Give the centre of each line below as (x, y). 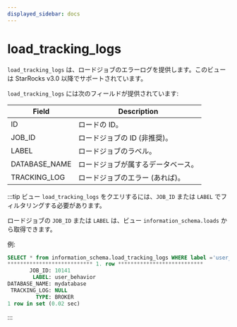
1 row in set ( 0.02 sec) (44, 304)
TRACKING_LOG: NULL (39, 290)
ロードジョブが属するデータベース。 (139, 164)
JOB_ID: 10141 (50, 271)
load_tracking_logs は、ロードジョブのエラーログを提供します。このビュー (117, 69)
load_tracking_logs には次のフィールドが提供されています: (93, 93)
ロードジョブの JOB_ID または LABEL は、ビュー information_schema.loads (114, 220)
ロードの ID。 (101, 125)
